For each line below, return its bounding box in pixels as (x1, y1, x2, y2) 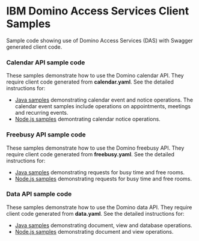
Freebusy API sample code (6, 130, 86, 139)
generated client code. (6, 43, 63, 50)
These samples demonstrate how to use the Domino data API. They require (6, 203, 192, 211)
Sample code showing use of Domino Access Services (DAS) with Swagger (6, 37, 194, 44)
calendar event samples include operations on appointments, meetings (14, 103, 191, 110)
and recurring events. (14, 109, 69, 117)
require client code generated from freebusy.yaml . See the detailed (6, 150, 175, 157)
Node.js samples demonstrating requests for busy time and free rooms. (14, 175, 192, 182)
